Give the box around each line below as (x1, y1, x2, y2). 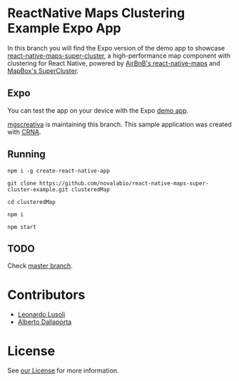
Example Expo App (7, 20, 121, 36)
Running (7, 148, 46, 161)
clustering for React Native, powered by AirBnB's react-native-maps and (7, 59, 220, 67)
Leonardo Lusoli (17, 310, 66, 319)
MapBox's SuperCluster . (7, 66, 79, 75)
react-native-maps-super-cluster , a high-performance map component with (7, 51, 230, 60)
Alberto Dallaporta (17, 317, 72, 326)
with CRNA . (7, 127, 41, 136)
